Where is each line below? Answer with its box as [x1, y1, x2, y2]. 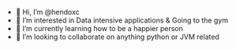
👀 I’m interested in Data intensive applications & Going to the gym [15, 16, 229, 25]
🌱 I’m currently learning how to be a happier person [15, 24, 183, 33]
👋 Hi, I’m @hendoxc [15, 8, 81, 16]
